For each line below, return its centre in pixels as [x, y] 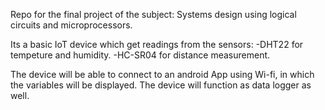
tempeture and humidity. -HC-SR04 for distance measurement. [140, 55]
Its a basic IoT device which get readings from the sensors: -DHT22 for [157, 44]
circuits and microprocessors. [71, 25]
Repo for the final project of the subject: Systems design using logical [153, 14]
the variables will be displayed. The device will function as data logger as [161, 85]
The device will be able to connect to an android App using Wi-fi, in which [162, 74]
